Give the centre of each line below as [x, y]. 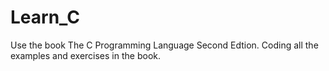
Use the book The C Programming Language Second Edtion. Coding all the [164, 45]
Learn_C [45, 17]
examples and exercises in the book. [85, 55]
